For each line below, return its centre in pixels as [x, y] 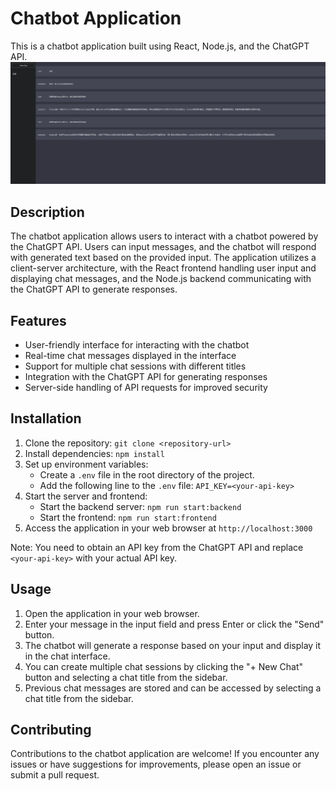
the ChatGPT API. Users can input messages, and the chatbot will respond [163, 247]
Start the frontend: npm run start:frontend [128, 517]
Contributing [51, 729]
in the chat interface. [67, 656]
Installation [46, 418]
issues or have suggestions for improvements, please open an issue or [156, 764]
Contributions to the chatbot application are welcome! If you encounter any [165, 754]
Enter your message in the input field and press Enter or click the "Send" [174, 624]
